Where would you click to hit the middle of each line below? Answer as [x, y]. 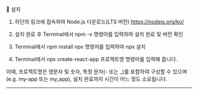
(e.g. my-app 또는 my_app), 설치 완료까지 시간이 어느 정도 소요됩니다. [87, 79]
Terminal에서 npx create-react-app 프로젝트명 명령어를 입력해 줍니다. [96, 59]
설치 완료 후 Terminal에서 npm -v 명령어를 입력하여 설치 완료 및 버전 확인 [99, 34]
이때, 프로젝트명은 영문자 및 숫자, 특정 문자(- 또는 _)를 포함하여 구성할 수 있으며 [97, 72]
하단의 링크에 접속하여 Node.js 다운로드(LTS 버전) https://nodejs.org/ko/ [99, 22]
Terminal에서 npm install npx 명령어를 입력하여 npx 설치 [80, 47]
